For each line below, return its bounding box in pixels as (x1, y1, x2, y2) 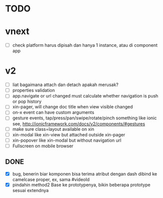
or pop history (12, 99, 42, 104)
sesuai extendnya (12, 187, 49, 193)
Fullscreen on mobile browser (12, 143, 74, 149)
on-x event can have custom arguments (12, 109, 95, 115)
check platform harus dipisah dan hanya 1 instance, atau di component (12, 42, 158, 48)
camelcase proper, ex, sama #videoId (12, 176, 90, 182)
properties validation (12, 88, 55, 94)
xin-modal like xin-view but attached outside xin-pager (12, 131, 126, 137)
